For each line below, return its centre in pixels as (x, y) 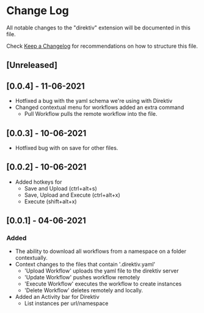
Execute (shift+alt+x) (51, 201)
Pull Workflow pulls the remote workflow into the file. (91, 114)
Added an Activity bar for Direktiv (57, 297)
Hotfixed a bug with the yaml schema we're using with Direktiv (94, 101)
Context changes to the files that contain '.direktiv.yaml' (85, 265)
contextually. (31, 258)
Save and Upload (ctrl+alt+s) (61, 188)
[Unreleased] (32, 65)
